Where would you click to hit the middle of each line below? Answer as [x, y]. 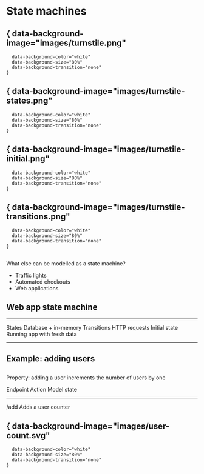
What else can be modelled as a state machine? [66, 263]
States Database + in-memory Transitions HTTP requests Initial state [92, 327]
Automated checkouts [43, 282]
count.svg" [28, 436]
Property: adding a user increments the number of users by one [86, 378]
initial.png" [28, 159]
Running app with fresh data [42, 334]
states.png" [29, 101]
